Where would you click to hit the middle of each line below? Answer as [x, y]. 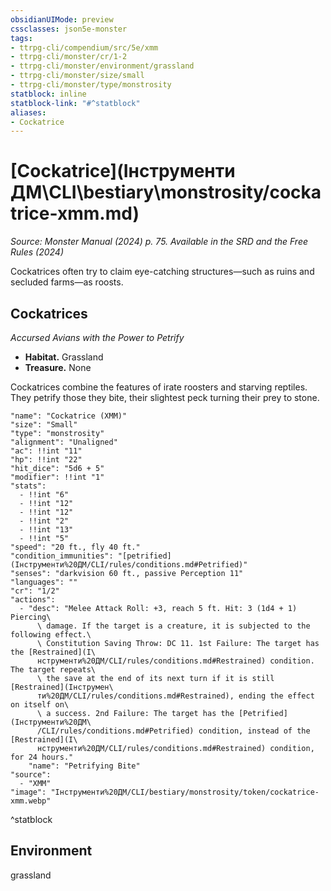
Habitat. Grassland [64, 357]
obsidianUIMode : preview [62, 19]
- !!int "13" [46, 530]
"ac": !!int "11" [46, 451]
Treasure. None [58, 367]
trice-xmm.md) [75, 213]
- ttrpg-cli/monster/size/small [77, 76]
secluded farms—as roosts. [67, 282]
